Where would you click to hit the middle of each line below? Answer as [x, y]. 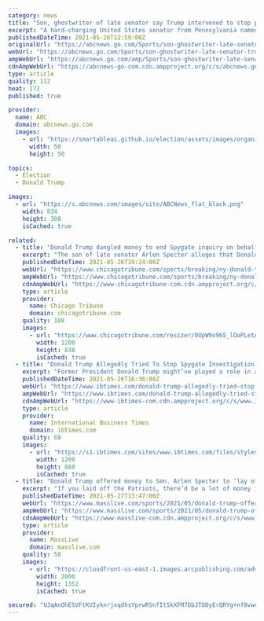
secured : [22, 605]
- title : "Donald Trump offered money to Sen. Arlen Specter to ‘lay [131, 481]
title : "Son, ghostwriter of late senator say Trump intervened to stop [130, 23]
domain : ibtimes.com [62, 430]
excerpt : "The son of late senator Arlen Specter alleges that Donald [140, 255]
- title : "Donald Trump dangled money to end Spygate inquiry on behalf [137, 248]
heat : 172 [24, 88]
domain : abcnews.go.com [54, 125]
